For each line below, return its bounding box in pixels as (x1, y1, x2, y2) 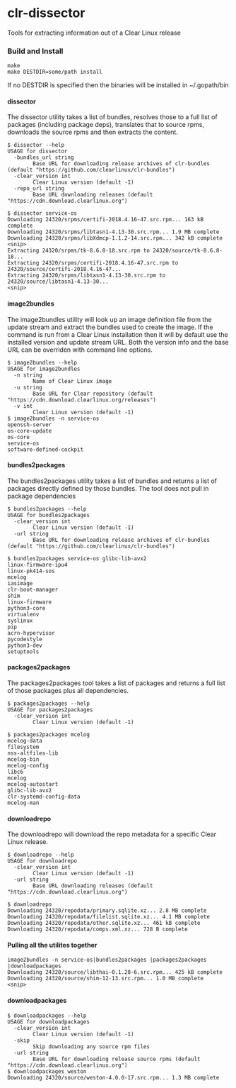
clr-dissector (7, 5, 85, 21)
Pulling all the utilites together (7, 940, 98, 949)
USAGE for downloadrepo (7, 857, 78, 865)
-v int (13, 402, 33, 409)
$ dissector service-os (7, 210, 78, 217)
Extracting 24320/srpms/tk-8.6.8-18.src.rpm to (7, 247, 151, 255)
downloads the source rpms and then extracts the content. (7, 128, 179, 136)
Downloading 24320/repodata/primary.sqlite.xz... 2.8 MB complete (7, 907, 207, 914)
